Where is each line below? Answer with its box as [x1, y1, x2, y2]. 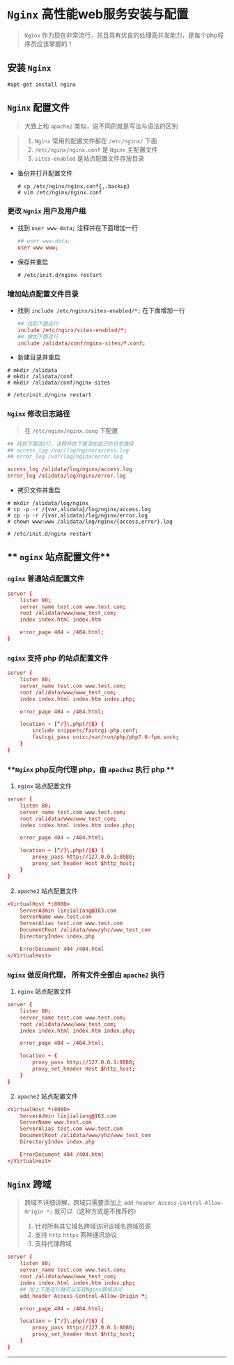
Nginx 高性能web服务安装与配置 [7, 6, 189, 22]
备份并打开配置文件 [17, 169, 73, 177]
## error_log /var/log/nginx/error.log [7, 453, 123, 460]
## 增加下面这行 [17, 333, 58, 340]
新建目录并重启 [17, 353, 61, 362]
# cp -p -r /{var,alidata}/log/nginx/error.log [7, 512, 148, 520]
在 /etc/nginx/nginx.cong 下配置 [24, 426, 118, 434]
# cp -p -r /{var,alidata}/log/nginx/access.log [7, 506, 151, 513]
